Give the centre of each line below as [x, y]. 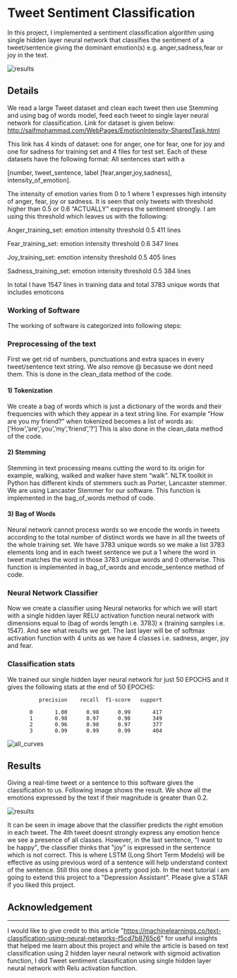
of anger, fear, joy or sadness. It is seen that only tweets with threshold [110, 201]
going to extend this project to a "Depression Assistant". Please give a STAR [117, 878]
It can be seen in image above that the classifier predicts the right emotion [115, 825]
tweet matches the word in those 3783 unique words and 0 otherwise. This [116, 559]
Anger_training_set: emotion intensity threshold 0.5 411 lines [94, 230]
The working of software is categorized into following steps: [95, 326]
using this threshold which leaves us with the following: [87, 216]
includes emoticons [36, 292]
